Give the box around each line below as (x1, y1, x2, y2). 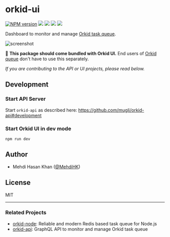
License (5, 178, 31, 187)
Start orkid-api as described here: (5, 107, 77, 113)
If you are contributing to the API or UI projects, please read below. (5, 65, 145, 71)
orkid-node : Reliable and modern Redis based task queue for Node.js (12, 220, 157, 226)
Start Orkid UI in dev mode (5, 125, 72, 132)
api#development (5, 112, 42, 118)
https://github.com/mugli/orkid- (78, 107, 144, 113)
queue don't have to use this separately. (5, 56, 89, 62)
